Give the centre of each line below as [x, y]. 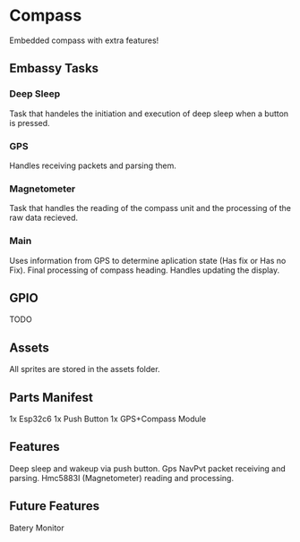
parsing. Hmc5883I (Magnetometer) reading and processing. [122, 478]
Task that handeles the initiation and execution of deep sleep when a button [149, 114]
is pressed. [30, 123]
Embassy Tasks [54, 68]
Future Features [55, 506]
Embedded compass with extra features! [84, 40]
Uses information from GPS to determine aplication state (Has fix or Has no [148, 260]
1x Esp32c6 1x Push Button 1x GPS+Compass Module [108, 419]
